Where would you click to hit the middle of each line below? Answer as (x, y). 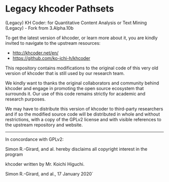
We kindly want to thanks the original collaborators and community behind (82, 83)
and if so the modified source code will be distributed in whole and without (82, 114)
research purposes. (26, 99)
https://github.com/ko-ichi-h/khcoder (51, 58)
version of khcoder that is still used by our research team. (65, 73)
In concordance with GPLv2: (34, 139)
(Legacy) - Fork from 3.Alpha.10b (39, 28)
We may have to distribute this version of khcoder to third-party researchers (84, 109)
